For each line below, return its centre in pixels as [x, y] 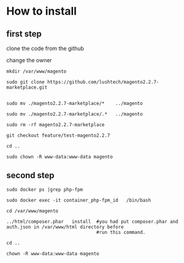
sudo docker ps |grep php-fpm [45, 189]
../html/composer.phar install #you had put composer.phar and [92, 222]
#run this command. [121, 232]
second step [30, 175]
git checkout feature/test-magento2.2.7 [58, 135]
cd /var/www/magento [33, 211]
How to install [42, 11]
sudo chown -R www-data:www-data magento [60, 157]
